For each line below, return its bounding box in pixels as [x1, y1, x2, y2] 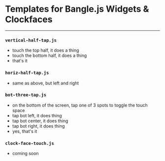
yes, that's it [12, 128, 37, 134]
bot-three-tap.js [5, 92, 47, 98]
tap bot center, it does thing [12, 118, 69, 124]
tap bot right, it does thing [12, 123, 65, 129]
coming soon [12, 151, 39, 157]
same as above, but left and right [12, 80, 79, 86]
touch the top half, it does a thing [12, 48, 80, 54]
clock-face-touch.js [5, 140, 55, 146]
